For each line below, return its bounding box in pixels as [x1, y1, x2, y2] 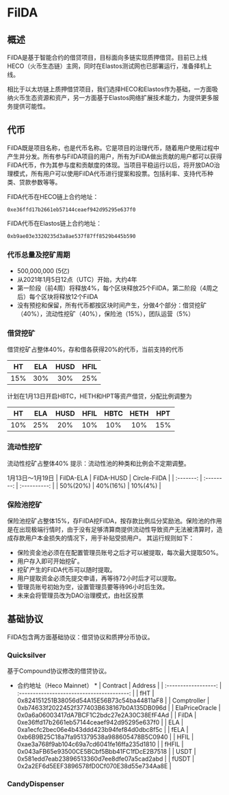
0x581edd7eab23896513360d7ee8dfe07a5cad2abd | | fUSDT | [16, 755, 195, 763]
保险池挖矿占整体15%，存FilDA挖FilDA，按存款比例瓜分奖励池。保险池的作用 [7, 517, 222, 525]
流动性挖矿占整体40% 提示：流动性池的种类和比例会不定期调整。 [7, 459, 190, 467]
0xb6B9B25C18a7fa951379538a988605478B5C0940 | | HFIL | [16, 733, 194, 741]
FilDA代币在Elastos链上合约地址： [7, 219, 103, 227]
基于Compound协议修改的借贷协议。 [7, 667, 111, 675]
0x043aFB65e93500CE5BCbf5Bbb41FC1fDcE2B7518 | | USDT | [16, 748, 196, 756]
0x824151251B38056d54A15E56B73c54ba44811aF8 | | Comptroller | [16, 696, 210, 704]
